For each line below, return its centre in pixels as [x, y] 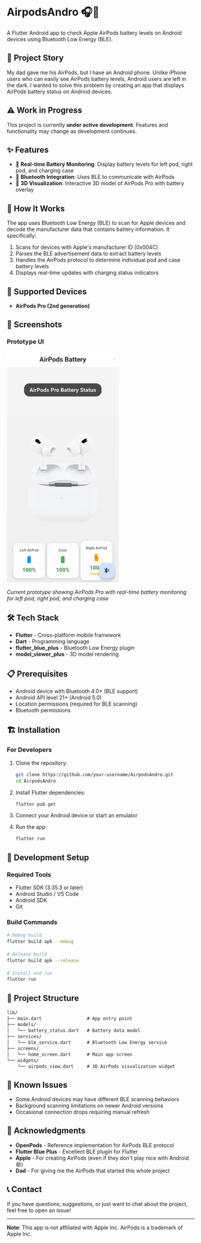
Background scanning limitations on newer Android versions [89, 1105]
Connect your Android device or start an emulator [76, 816]
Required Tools [29, 874]
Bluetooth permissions [43, 710]
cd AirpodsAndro [35, 781]
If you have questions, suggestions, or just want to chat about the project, [97, 1204]
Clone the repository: [41, 763]
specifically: [21, 236]
